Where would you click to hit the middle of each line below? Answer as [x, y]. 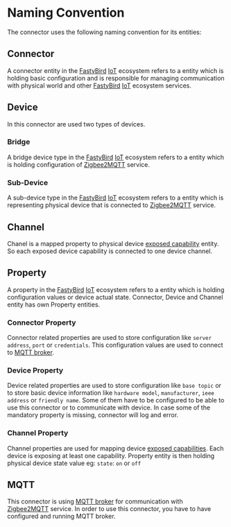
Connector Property [42, 323]
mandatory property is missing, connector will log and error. [93, 415]
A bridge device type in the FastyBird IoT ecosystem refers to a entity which [115, 157]
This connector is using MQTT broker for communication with [95, 501]
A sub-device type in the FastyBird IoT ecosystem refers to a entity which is [115, 198]
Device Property [35, 370]
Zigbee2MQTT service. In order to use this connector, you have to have [109, 509]
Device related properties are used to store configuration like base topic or [114, 386]
